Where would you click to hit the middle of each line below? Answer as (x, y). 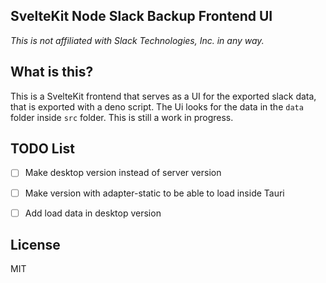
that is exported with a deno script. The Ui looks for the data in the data (157, 106)
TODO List (42, 149)
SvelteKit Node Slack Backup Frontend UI (141, 16)
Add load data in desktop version (93, 213)
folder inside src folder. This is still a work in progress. (122, 117)
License (35, 245)
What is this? (52, 72)
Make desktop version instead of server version (123, 173)
